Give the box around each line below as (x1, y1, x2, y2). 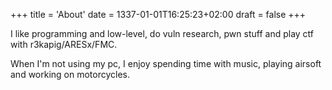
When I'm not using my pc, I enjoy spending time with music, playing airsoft (10, 58, 322, 69)
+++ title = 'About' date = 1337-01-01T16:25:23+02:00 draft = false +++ (10, 9, 307, 20)
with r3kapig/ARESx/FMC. (10, 39, 118, 50)
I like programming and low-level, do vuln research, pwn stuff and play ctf (10, 28, 315, 39)
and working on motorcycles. (10, 69, 131, 80)
